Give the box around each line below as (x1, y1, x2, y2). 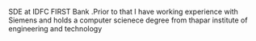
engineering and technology (8, 24, 103, 33)
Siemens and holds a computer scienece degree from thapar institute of (8, 15, 248, 25)
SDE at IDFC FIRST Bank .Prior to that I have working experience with (8, 7, 238, 16)
